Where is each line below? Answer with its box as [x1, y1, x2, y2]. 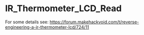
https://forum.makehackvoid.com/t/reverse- [49, 19, 139, 25]
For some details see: [5, 19, 49, 25]
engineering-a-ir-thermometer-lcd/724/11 [5, 24, 90, 30]
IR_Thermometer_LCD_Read [5, 3, 122, 14]
